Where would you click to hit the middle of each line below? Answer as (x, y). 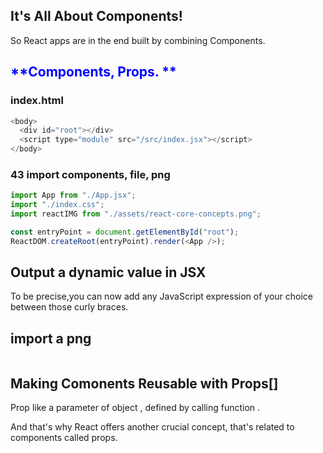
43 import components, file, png (90, 174)
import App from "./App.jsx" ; (73, 195)
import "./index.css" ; (57, 205)
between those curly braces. (69, 307)
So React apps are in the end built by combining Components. (138, 40)
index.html (37, 101)
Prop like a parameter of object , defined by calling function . (135, 408)
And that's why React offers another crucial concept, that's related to (152, 427)
